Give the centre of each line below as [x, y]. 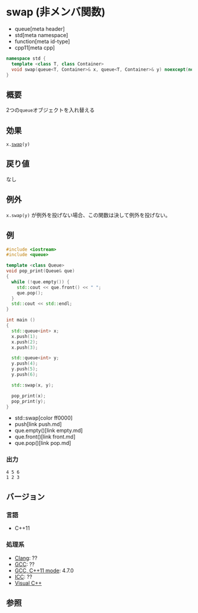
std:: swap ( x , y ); [33, 385]
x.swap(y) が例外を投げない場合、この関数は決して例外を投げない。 [88, 215]
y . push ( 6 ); [25, 375]
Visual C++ [28, 583]
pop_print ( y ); [29, 401]
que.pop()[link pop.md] [43, 443]
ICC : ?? [23, 576]
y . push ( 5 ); [25, 369]
